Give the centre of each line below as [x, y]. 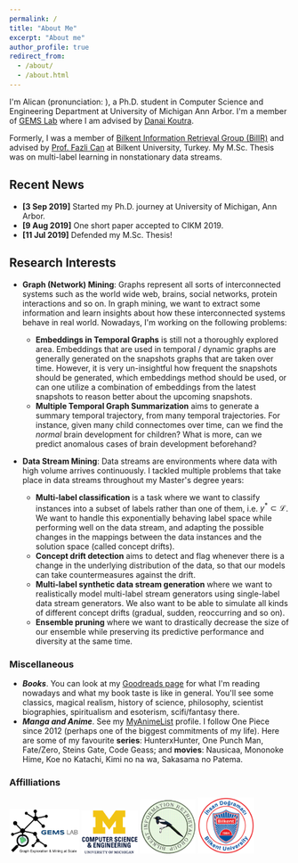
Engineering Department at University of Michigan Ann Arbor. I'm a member [148, 111]
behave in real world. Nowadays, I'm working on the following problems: [154, 322]
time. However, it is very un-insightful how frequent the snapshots [156, 368]
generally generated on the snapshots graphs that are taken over [154, 358]
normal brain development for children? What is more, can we [149, 434]
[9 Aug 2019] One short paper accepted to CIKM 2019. [123, 225]
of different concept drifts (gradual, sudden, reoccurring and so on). [160, 613]
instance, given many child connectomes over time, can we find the [159, 424]
